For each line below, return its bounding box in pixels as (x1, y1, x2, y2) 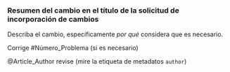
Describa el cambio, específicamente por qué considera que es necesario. (7, 30, 224, 38)
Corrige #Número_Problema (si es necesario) (7, 44, 139, 52)
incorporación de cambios (7, 14, 99, 24)
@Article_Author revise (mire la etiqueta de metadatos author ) (7, 57, 187, 66)
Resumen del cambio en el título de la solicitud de (7, 6, 179, 15)
